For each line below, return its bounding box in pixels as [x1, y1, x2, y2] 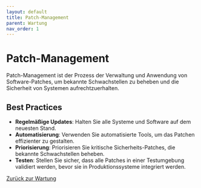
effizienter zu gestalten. [15, 137, 74, 144]
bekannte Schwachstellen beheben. [15, 151, 105, 157]
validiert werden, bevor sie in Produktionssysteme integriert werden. [15, 163, 186, 170]
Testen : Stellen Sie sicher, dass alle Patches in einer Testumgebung [15, 157, 185, 164]
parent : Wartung [6, 20, 47, 26]
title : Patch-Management [6, 15, 69, 21]
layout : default [6, 8, 47, 15]
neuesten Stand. [15, 125, 56, 132]
